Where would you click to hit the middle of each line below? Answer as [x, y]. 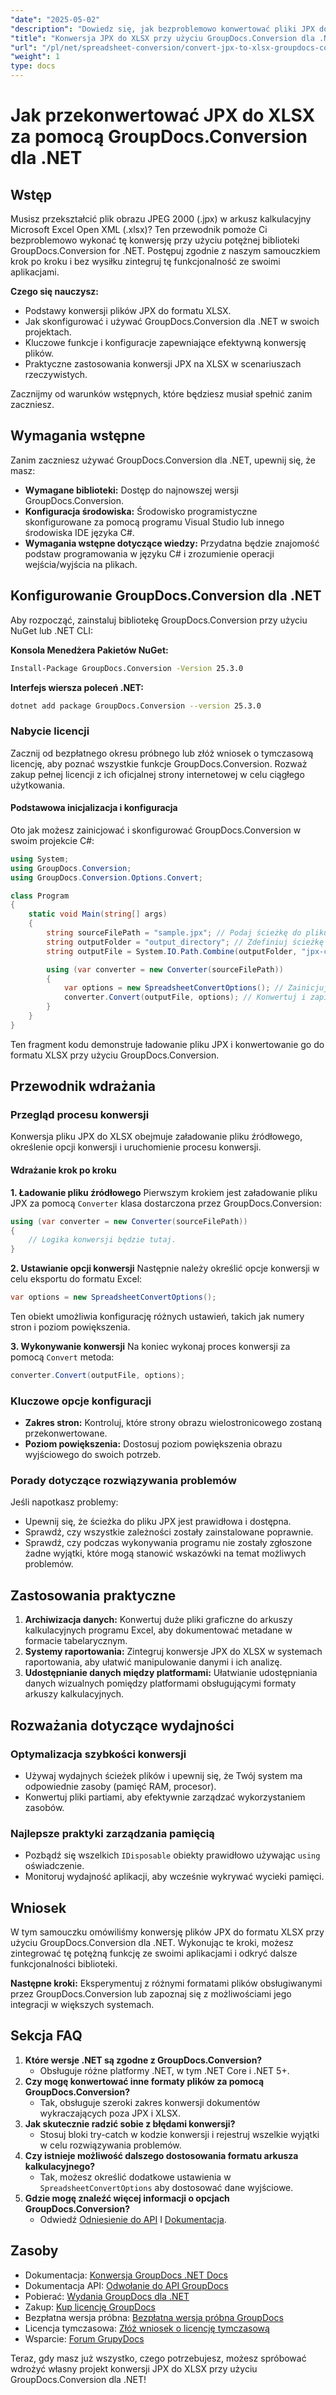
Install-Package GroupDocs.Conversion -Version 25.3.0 [127, 668]
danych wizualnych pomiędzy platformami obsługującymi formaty [160, 1683]
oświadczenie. [54, 1866]
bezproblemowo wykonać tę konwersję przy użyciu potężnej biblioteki [155, 240]
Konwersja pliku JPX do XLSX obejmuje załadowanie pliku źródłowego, [156, 1137]
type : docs [33, 66]
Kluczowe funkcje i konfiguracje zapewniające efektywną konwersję [165, 342]
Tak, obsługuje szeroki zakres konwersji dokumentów [150, 2102]
